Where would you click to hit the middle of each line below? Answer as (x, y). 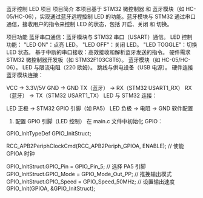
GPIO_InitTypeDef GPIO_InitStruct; (49, 133)
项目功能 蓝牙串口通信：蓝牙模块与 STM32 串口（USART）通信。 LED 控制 (99, 37)
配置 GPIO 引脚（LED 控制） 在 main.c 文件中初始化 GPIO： (89, 121)
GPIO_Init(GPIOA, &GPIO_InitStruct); (51, 188)
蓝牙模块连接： (25, 75)
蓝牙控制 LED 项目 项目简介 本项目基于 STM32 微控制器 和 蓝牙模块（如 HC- (101, 9)
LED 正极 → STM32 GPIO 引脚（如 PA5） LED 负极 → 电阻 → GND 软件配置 (100, 108)
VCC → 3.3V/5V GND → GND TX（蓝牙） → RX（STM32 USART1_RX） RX (99, 88)
